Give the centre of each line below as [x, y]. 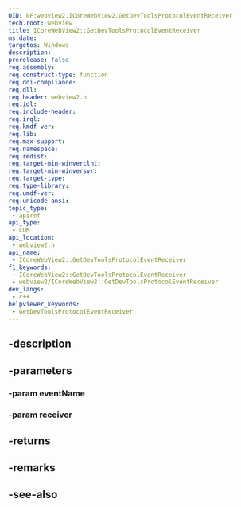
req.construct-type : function [58, 75]
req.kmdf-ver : [32, 127]
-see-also [33, 495]
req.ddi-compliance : [43, 82]
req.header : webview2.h [48, 97]
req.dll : [23, 90]
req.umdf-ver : [32, 193]
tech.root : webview [41, 23]
